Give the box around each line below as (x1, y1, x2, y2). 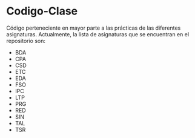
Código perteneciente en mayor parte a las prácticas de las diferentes (6, 24, 181, 31)
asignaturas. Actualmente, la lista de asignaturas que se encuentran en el (6, 30, 190, 38)
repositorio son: (6, 37, 46, 44)
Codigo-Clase (6, 4, 78, 18)
